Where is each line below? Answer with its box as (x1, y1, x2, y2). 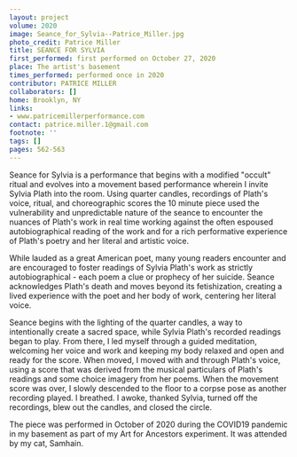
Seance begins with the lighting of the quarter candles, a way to (9, 317, 243, 327)
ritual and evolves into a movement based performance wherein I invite (9, 178, 269, 189)
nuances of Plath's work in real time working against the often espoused (9, 217, 274, 227)
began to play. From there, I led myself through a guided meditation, (9, 335, 257, 346)
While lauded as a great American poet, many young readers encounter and (9, 252, 286, 263)
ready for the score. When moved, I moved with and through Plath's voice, (9, 354, 281, 365)
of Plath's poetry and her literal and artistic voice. (9, 235, 190, 246)
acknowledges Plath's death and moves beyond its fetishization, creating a (9, 280, 283, 291)
